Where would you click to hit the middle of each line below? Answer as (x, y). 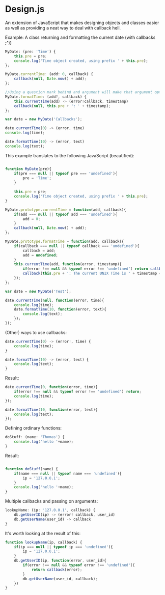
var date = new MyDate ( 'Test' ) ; (38, 291)
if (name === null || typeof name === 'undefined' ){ (68, 473)
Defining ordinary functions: (33, 428)
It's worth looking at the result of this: (43, 533)
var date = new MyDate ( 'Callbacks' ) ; (44, 119)
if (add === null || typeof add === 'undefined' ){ (66, 214)
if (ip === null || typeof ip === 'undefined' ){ (63, 547)
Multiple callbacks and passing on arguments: (52, 501)
